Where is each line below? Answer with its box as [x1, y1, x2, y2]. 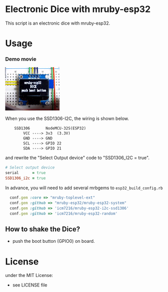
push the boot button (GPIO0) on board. [12, 238, 95, 244]
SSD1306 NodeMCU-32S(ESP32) [14, 126, 86, 131]
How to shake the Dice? [5, 225, 80, 233]
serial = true [5, 171, 46, 176]
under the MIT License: [5, 272, 54, 278]
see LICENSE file [12, 282, 48, 288]
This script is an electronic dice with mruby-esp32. [5, 20, 110, 26]
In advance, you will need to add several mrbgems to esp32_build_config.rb [5, 185, 163, 191]
